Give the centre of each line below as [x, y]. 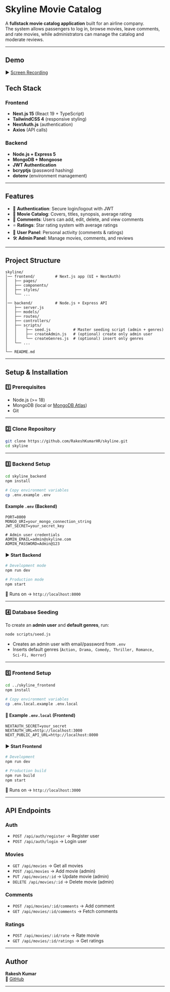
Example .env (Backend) [31, 506]
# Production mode [25, 580]
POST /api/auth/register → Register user [56, 836]
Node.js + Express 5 [34, 154]
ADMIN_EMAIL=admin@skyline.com [38, 540]
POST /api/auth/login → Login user [50, 842]
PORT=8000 [16, 517]
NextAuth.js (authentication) [43, 125]
